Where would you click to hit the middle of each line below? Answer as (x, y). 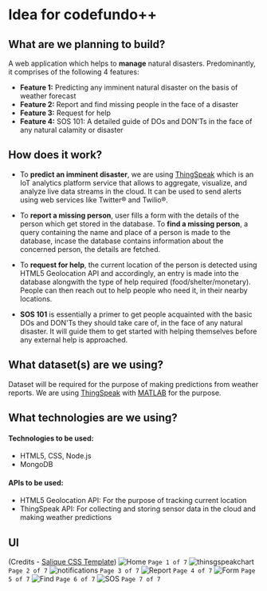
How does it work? (55, 155)
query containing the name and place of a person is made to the (125, 232)
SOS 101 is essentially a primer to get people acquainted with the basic (136, 314)
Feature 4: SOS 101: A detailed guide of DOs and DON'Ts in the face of (136, 121)
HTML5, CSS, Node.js (55, 456)
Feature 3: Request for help (65, 113)
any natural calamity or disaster (71, 130)
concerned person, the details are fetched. (90, 249)
